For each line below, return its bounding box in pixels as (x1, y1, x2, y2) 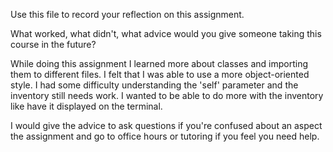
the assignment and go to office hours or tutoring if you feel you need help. (10, 130, 320, 142)
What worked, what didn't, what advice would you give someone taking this (10, 28, 322, 39)
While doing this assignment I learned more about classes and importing (10, 58, 308, 69)
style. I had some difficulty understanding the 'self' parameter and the (10, 79, 299, 91)
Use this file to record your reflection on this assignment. (10, 9, 245, 20)
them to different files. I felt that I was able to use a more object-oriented (10, 69, 310, 80)
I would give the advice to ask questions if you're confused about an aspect (10, 120, 323, 131)
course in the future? (10, 39, 97, 50)
